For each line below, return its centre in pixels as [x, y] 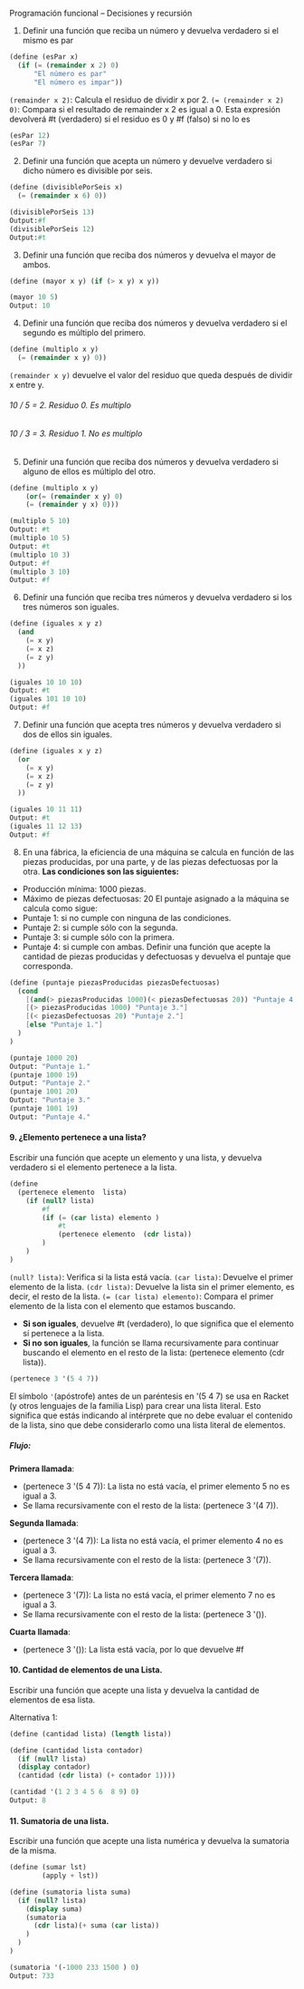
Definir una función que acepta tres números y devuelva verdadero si [152, 725]
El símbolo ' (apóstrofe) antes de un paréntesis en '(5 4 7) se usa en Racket [149, 1396]
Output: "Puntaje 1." [50, 1066]
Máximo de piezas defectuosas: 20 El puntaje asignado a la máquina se [156, 898]
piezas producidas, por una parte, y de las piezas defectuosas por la [150, 861]
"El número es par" [70, 73]
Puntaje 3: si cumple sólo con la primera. [98, 936]
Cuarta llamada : [40, 1632]
